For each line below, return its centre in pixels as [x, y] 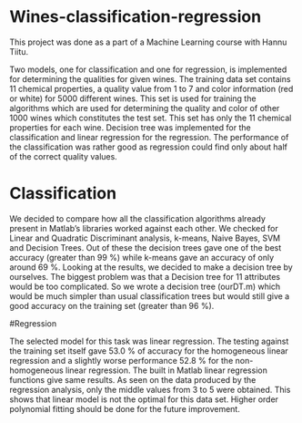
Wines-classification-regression [136, 17]
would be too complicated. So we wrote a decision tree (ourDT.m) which [145, 286]
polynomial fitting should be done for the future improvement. [125, 408]
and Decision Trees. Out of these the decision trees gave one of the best [146, 247]
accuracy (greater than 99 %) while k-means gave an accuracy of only [142, 257]
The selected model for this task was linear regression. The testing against [149, 341]
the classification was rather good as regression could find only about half [149, 147]
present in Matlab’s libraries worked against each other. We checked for [144, 228]
